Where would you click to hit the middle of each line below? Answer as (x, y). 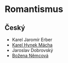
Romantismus (34, 9)
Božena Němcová (30, 55)
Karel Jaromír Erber (32, 39)
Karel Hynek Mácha (32, 45)
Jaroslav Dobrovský (32, 50)
